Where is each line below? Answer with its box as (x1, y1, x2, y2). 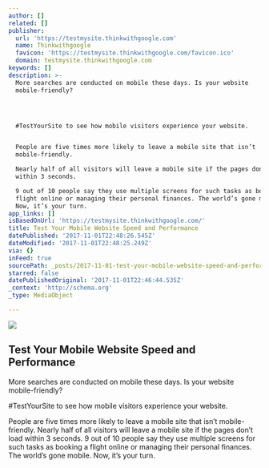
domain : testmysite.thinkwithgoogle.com (15, 57, 152, 65)
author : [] (8, 11, 45, 20)
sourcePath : (8, 261, 48, 269)
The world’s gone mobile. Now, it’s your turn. (8, 450, 155, 460)
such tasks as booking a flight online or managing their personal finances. (8, 442, 252, 451)
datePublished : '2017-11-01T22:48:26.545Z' (8, 232, 156, 240)
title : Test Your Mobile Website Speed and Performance (8, 224, 199, 232)
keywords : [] (8, 64, 52, 72)
